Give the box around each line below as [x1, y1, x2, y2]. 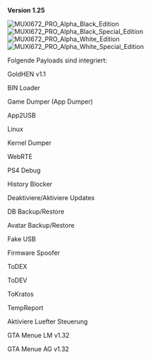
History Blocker [7, 180, 53, 188]
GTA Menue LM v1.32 [7, 331, 69, 339]
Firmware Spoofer [7, 248, 60, 257]
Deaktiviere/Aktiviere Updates [7, 194, 95, 201]
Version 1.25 [7, 6, 45, 14]
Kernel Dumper [7, 138, 52, 147]
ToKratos [7, 290, 34, 298]
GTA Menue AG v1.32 [7, 345, 69, 353]
